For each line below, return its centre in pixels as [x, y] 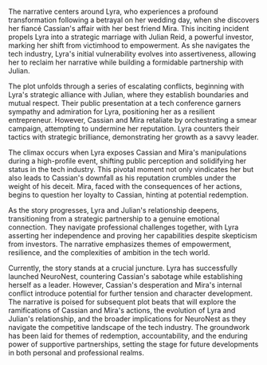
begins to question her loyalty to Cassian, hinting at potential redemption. [128, 195]
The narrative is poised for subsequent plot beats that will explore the [122, 302]
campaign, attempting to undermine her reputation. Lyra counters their [124, 128]
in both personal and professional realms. [77, 353]
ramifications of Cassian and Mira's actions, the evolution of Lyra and [122, 310]
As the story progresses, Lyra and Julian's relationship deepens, [114, 210]
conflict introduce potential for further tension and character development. [131, 293]
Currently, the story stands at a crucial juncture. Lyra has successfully [123, 268]
